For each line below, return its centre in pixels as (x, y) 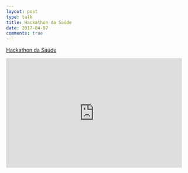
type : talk (19, 17)
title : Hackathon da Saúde (39, 22)
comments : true (25, 33)
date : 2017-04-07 (27, 28)
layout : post (22, 11)
